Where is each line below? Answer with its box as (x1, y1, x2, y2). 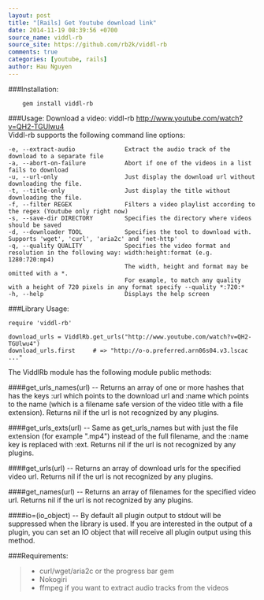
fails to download (8, 166, 69, 174)
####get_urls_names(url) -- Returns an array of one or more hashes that (8, 383, 244, 392)
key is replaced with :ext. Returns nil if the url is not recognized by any (8, 439, 236, 449)
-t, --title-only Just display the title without (8, 187, 231, 194)
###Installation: (8, 84, 59, 94)
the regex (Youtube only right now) (8, 207, 128, 215)
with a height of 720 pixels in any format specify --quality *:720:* (8, 283, 245, 291)
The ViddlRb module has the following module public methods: (8, 367, 212, 376)
